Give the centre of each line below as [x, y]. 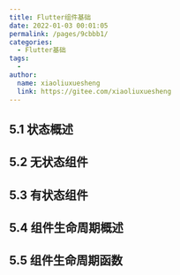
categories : [31, 42]
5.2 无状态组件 [49, 162]
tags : [19, 58]
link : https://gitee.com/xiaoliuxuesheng [94, 91]
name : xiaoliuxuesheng [59, 83]
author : [23, 75]
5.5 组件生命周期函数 [66, 260]
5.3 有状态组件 [49, 195]
